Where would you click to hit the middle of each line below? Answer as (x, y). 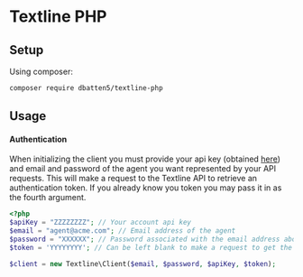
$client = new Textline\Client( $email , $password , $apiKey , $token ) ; (143, 263)
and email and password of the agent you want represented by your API (143, 169)
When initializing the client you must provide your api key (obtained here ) (145, 159)
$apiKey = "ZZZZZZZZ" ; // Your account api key (101, 223)
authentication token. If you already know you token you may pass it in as (146, 188)
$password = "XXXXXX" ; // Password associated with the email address (145, 240)
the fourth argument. (48, 198)
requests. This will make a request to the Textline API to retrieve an (133, 179)
